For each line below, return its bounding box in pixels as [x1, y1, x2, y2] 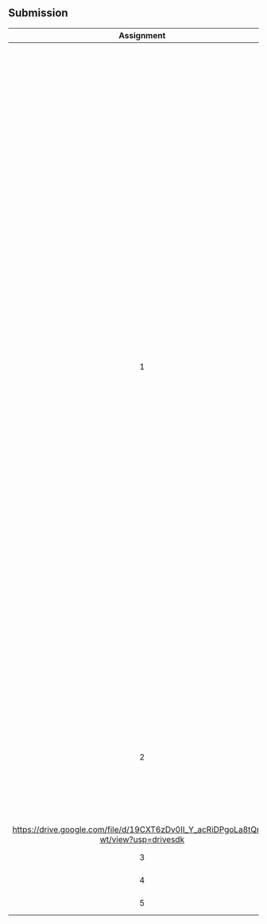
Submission [8, 6, 69, 20]
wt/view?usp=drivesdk [99, 833, 185, 845]
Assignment [118, 29, 166, 41]
